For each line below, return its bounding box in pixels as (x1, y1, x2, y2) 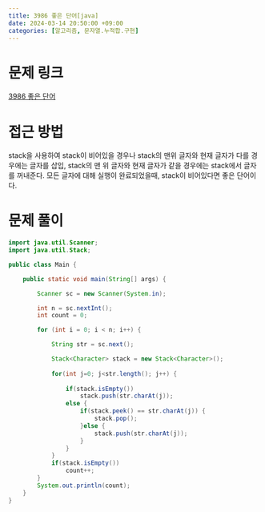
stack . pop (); (94, 414, 138, 423)
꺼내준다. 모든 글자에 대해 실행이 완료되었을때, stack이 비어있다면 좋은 (16, 171, 235, 180)
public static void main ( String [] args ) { (22, 275, 167, 283)
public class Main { (8, 260, 78, 268)
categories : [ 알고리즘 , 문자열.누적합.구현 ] (8, 26, 139, 34)
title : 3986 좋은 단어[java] (8, 11, 98, 20)
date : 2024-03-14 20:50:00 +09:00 (8, 19, 124, 27)
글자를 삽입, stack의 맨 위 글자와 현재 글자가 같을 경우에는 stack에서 (29, 161, 243, 171)
